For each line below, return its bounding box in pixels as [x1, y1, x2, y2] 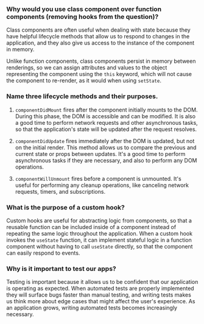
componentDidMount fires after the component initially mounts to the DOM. [15, 106, 198, 113]
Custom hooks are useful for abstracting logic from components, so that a [6, 217, 192, 224]
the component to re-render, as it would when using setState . [6, 77, 161, 84]
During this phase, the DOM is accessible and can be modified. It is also [15, 112, 196, 120]
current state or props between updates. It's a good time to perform [15, 150, 186, 157]
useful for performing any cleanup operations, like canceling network [15, 181, 189, 189]
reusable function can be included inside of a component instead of [6, 223, 177, 230]
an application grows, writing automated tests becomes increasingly [6, 304, 178, 312]
